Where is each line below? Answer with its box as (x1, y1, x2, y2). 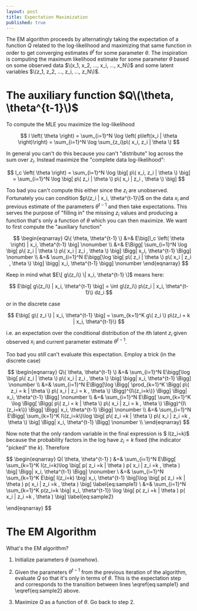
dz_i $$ (94, 288, 113, 295)
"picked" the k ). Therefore (6, 444, 69, 451)
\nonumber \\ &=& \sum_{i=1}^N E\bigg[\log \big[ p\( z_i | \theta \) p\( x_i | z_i (6, 253, 192, 260)
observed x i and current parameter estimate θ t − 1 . (6, 337, 128, 347)
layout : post (6, 8, 38, 15)
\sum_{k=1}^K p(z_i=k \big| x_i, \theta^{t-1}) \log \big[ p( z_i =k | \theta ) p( (6, 487, 185, 494)
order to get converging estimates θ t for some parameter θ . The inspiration (6, 48, 188, 57)
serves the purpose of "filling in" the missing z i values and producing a (6, 209, 178, 218)
